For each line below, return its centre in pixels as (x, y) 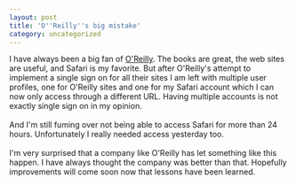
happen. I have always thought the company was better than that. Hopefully (148, 163)
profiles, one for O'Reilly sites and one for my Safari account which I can (141, 87)
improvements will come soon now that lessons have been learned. (132, 172)
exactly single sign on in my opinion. (76, 106)
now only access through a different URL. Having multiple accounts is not (144, 97)
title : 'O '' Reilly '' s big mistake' (75, 26)
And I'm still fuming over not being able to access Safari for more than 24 (144, 125)
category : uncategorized (55, 34)
